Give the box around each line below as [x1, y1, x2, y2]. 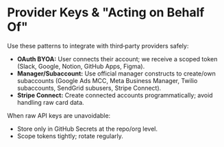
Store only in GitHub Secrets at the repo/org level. [16, 125, 158, 133]
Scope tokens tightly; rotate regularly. [16, 131, 123, 140]
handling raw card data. [16, 98, 84, 106]
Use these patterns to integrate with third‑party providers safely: [7, 42, 189, 50]
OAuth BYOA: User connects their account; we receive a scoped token [16, 54, 218, 63]
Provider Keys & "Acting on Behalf [7, 5, 205, 20]
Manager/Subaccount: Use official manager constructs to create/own [16, 69, 216, 78]
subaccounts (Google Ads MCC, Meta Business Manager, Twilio [16, 76, 198, 84]
